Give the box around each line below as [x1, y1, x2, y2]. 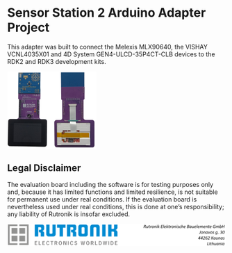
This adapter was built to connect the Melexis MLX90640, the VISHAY [7, 42, 208, 51]
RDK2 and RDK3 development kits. [7, 57, 106, 65]
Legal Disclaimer [7, 162, 81, 174]
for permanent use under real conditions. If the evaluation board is [7, 195, 197, 204]
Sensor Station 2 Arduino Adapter [7, 5, 206, 21]
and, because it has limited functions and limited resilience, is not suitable [7, 188, 218, 196]
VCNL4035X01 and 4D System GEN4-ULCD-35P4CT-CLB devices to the [7, 50, 215, 58]
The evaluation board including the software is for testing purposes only [7, 181, 214, 189]
